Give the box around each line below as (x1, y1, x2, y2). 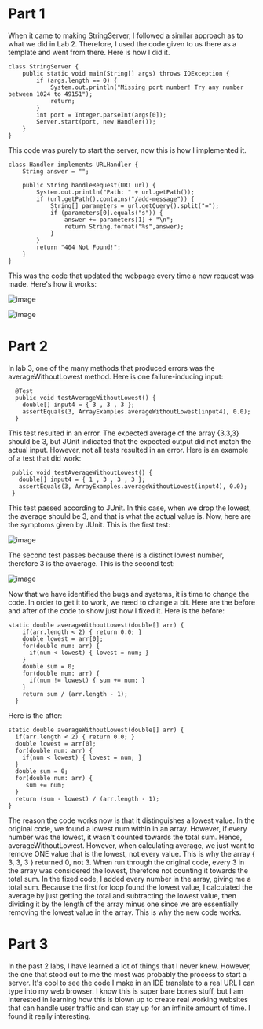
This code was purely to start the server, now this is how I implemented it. (8, 145, 247, 154)
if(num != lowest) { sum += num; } (28, 676, 146, 684)
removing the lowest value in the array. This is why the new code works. (8, 907, 242, 917)
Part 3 (8, 935, 49, 953)
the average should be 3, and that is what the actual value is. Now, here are (8, 511, 251, 520)
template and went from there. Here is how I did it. (8, 47, 170, 57)
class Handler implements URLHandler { (8, 161, 139, 168)
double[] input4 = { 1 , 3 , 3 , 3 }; (18, 476, 146, 483)
